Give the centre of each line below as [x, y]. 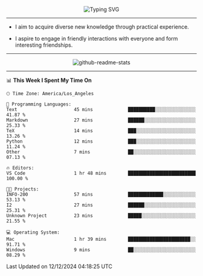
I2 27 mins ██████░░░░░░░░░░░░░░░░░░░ [101, 205]
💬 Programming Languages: [39, 104]
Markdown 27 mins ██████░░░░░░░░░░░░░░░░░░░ [101, 120]
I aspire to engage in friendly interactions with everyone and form [96, 39]
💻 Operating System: [33, 232]
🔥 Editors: [20, 168]
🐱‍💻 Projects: [23, 189]
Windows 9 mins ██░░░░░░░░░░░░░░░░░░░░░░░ [101, 250]
